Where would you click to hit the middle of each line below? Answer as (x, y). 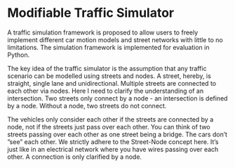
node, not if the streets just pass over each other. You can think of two (109, 127)
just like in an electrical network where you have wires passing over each (113, 149)
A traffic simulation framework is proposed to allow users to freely (103, 32)
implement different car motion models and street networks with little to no (115, 39)
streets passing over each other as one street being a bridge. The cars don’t (117, 134)
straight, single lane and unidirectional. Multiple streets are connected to (112, 83)
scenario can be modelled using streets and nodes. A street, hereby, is (109, 76)
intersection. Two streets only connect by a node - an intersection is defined (117, 98)
